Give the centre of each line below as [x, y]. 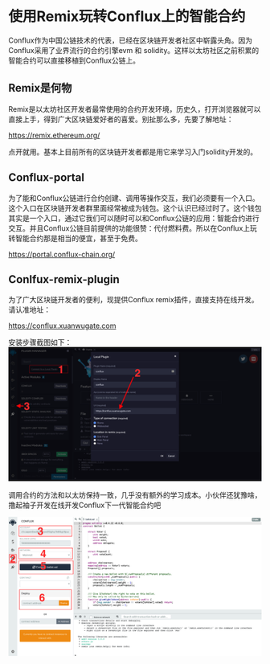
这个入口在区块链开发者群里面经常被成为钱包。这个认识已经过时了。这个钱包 [135, 208]
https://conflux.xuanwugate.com [62, 326]
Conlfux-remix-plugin [64, 279]
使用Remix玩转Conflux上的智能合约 [127, 16]
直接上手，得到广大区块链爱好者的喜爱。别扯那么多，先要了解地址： [121, 119]
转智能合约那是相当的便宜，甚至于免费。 [75, 238]
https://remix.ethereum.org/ [54, 135]
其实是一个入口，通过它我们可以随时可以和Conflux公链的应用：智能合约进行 [134, 218]
